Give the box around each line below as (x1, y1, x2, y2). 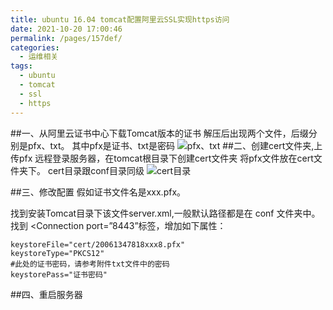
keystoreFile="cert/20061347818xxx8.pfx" (10, 239, 186, 250)
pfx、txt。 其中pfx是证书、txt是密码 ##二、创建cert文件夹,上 (27, 139, 323, 151)
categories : (10, 42, 60, 53)
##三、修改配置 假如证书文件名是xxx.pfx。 (10, 186, 187, 198)
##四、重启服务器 (10, 288, 83, 300)
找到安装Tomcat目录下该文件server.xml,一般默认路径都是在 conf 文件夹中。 (10, 207, 321, 219)
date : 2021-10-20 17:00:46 (10, 24, 123, 34)
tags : (10, 61, 33, 71)
